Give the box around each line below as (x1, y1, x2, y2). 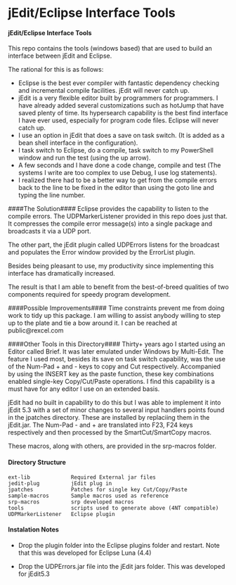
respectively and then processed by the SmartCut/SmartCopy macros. (8, 428, 212, 437)
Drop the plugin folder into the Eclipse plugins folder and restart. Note (18, 541, 221, 549)
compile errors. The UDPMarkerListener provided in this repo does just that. (8, 212, 228, 221)
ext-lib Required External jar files (8, 473, 157, 481)
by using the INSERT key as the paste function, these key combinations (8, 370, 215, 378)
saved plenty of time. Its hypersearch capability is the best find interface (18, 109, 228, 117)
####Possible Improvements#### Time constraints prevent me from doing (8, 304, 225, 312)
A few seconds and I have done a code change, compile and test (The (18, 161, 221, 169)
